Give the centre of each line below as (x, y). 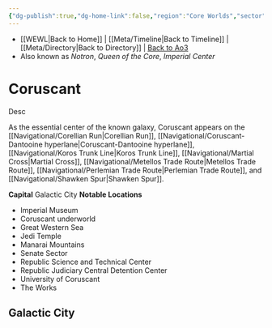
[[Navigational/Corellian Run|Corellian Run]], (82, 135)
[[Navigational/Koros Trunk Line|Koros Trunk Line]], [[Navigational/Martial (131, 153)
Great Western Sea (52, 227)
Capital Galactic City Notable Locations (75, 194)
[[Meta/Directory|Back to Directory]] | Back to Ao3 (104, 47)
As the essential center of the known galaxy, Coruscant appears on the (127, 127)
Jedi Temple (41, 236)
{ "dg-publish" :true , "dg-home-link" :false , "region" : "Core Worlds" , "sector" (137, 16)
